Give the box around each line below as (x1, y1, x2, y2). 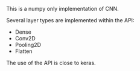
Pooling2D (14, 42, 41, 48)
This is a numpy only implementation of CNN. (6, 5, 119, 12)
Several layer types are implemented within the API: (6, 17, 135, 23)
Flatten (14, 48, 33, 55)
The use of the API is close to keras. (6, 60, 96, 66)
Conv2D (14, 35, 36, 42)
